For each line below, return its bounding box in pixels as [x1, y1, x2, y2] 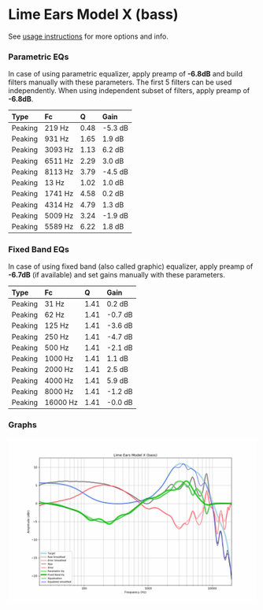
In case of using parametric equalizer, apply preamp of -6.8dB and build [8, 69, 243, 79]
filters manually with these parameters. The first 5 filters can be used [8, 77, 232, 87]
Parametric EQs [8, 51, 69, 62]
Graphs [8, 419, 37, 430]
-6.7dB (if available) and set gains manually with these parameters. [8, 270, 226, 280]
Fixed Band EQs [8, 244, 69, 255]
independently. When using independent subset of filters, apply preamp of [8, 86, 250, 95]
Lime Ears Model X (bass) [8, 6, 179, 24]
